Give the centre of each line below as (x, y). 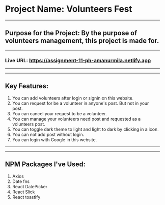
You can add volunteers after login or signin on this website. (73, 98)
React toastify (26, 197)
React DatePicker (30, 186)
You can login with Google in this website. (55, 140)
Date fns (21, 181)
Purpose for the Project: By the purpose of (71, 33)
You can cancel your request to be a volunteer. (59, 113)
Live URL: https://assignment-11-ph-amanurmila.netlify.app (78, 60)
